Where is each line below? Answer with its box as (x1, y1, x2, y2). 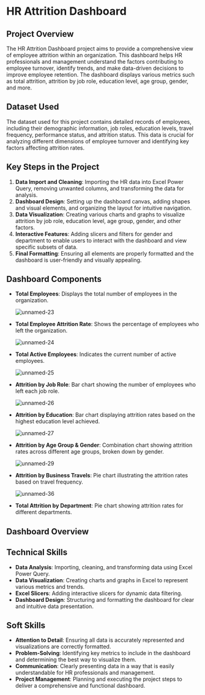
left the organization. (15, 327, 68, 335)
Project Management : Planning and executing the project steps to (15, 675, 182, 683)
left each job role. (15, 387, 60, 395)
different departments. (15, 509, 72, 516)
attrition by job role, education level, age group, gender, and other (15, 217, 182, 224)
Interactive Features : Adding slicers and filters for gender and (15, 230, 173, 237)
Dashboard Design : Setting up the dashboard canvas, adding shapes (15, 197, 191, 205)
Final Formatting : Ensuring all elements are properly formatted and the (15, 249, 194, 257)
